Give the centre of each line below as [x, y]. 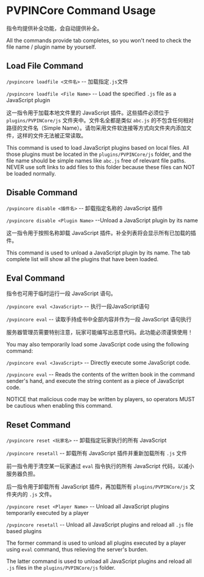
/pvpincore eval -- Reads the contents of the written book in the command [100, 374]
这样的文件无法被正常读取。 [51, 135]
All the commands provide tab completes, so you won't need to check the [99, 40]
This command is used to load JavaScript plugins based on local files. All [98, 147]
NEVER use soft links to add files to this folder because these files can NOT [101, 167]
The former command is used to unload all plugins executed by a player [96, 543]
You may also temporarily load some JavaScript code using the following [98, 344]
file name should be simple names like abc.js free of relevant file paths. [96, 160]
